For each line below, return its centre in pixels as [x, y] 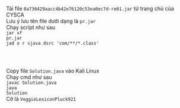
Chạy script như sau [30, 27]
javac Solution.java [32, 83]
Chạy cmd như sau [29, 77]
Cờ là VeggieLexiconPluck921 [41, 99]
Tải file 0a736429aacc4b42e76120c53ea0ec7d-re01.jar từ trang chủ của [90, 9]
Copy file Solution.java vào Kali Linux [53, 71]
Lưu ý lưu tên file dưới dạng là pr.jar [51, 21]
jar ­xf [14, 33]
